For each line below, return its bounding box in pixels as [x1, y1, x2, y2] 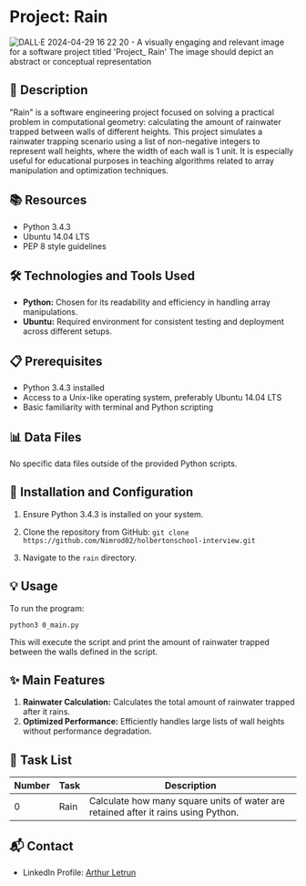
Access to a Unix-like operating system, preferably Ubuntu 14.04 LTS [22, 392, 282, 403]
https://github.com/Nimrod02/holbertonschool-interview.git [22, 536, 256, 545]
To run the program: [9, 602, 85, 613]
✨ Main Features [9, 672, 106, 688]
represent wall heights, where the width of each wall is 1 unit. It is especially [9, 145, 294, 156]
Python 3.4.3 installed [22, 382, 105, 393]
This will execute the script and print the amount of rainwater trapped [9, 636, 270, 647]
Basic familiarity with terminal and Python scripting [22, 401, 214, 412]
